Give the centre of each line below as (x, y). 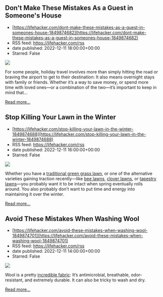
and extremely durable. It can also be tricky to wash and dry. (85, 280)
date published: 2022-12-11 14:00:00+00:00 (56, 251)
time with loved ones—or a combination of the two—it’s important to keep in (81, 87)
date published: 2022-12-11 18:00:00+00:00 (56, 48)
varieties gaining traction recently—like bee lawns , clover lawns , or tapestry (81, 178)
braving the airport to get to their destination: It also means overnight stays (80, 77)
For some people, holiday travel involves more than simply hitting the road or (81, 72)
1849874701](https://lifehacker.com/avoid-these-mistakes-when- (77, 236)
